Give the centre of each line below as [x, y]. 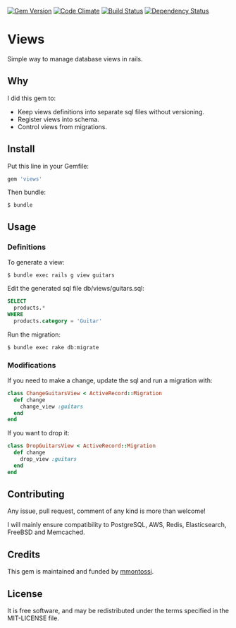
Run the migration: [34, 334]
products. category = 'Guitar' [58, 321]
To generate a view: [36, 262]
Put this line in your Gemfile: [48, 166]
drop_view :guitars [49, 459]
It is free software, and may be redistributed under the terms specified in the [118, 611]
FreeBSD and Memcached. [46, 532]
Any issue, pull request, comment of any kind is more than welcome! [106, 511]
